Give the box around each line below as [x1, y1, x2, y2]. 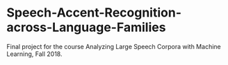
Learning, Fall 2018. [6, 50, 63, 58]
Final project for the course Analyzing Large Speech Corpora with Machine [6, 42, 221, 50]
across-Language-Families [6, 19, 166, 35]
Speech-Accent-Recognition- [6, 5, 182, 21]
